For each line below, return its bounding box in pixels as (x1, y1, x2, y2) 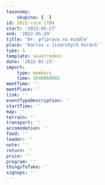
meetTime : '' (6, 81, 39, 87)
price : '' (6, 153, 31, 159)
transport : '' (6, 120, 42, 126)
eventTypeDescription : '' (6, 97, 70, 103)
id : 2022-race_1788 (6, 20, 55, 26)
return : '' (6, 147, 33, 153)
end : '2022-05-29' (6, 31, 52, 37)
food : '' (6, 131, 28, 137)
